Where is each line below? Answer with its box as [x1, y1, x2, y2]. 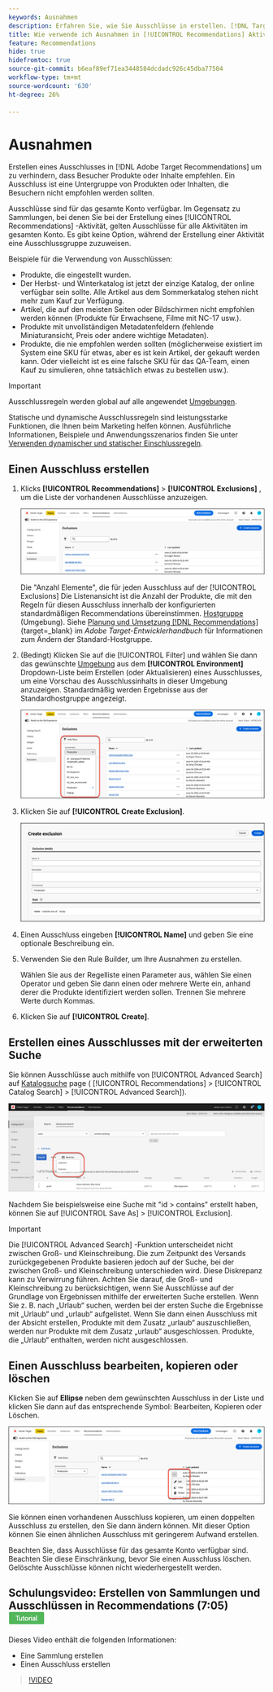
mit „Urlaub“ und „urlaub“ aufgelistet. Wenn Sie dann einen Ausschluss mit [8, 1309, 258, 1319]
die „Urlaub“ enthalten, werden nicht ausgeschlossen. [8, 1335, 188, 1345]
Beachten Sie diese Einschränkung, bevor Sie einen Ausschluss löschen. [8, 1554, 252, 1563]
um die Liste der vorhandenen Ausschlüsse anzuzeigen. [19, 493, 209, 503]
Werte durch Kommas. [19, 996, 96, 1006]
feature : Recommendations [8, 39, 96, 47]
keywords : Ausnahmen [8, 13, 79, 21]
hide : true [8, 47, 45, 56]
